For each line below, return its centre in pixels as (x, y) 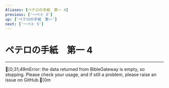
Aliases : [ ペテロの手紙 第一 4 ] (37, 10)
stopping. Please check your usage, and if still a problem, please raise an (81, 75)
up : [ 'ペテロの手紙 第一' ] (31, 19)
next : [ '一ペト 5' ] (24, 24)
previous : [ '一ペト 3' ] (29, 15)
